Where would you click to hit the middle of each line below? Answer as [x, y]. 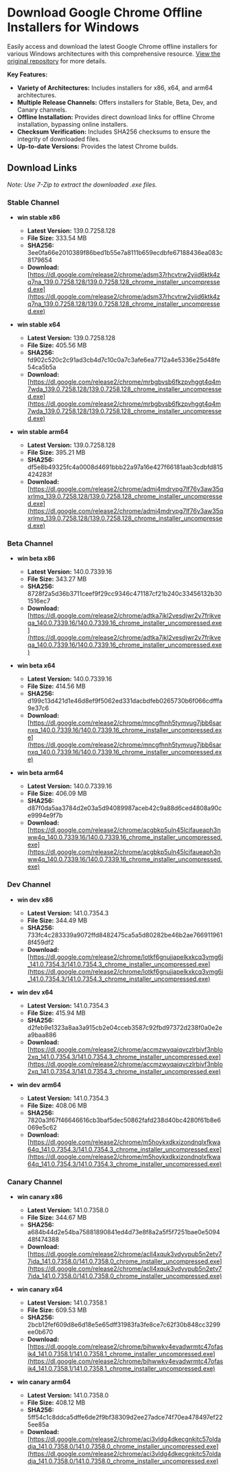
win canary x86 [40, 1196]
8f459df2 [41, 942]
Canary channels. [42, 110]
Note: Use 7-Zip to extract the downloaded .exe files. [82, 185]
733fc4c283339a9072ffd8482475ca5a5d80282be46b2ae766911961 [125, 935]
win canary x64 [40, 1289]
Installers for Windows [73, 27]
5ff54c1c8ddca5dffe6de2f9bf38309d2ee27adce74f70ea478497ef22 [125, 1417]
